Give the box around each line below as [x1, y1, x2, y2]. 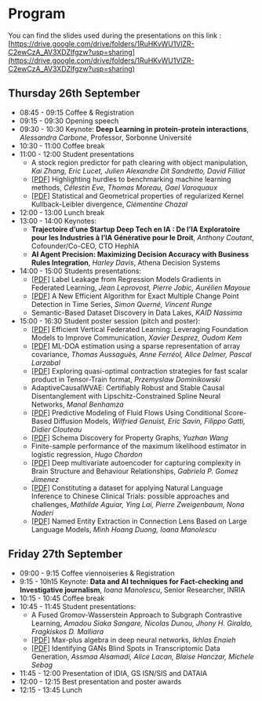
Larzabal [31, 358, 61, 367]
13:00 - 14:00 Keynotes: [19, 216, 96, 225]
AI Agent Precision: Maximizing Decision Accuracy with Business [31, 249, 249, 259]
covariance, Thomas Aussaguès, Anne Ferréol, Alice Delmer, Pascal [31, 349, 252, 359]
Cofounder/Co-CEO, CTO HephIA [31, 241, 140, 250]
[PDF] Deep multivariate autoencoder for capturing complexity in [31, 458, 241, 467]
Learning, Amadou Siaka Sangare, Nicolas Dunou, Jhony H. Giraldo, [31, 618, 253, 628]
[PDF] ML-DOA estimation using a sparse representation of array [31, 341, 241, 350]
